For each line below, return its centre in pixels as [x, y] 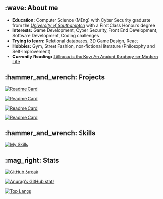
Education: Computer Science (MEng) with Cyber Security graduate [81, 20]
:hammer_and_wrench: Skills [50, 133]
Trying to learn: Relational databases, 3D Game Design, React [75, 41]
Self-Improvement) [31, 51]
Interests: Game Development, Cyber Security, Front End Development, [85, 30]
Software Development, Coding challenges [55, 35]
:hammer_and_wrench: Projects [55, 77]
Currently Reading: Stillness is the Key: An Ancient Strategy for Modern [85, 57]
